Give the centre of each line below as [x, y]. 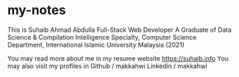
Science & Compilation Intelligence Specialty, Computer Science [102, 37]
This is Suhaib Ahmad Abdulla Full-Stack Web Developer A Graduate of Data [119, 30]
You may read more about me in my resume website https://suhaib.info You [118, 58]
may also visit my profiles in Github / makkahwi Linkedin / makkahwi [107, 66]
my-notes [37, 10]
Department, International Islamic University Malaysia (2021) [96, 45]
